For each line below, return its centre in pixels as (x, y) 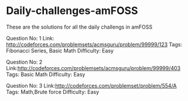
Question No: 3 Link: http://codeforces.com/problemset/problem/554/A (91, 85)
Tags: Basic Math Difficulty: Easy (46, 74)
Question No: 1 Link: (30, 38)
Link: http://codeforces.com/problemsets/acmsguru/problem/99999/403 (93, 68)
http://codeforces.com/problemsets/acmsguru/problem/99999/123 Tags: (94, 44)
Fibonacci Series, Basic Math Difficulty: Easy (60, 50)
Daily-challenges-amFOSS (72, 11)
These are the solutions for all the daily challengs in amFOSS (79, 27)
